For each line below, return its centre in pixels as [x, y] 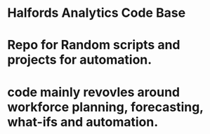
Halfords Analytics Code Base [97, 13]
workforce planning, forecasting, [105, 107]
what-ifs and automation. [83, 122]
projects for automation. [80, 60]
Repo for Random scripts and [94, 45]
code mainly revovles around [94, 92]
